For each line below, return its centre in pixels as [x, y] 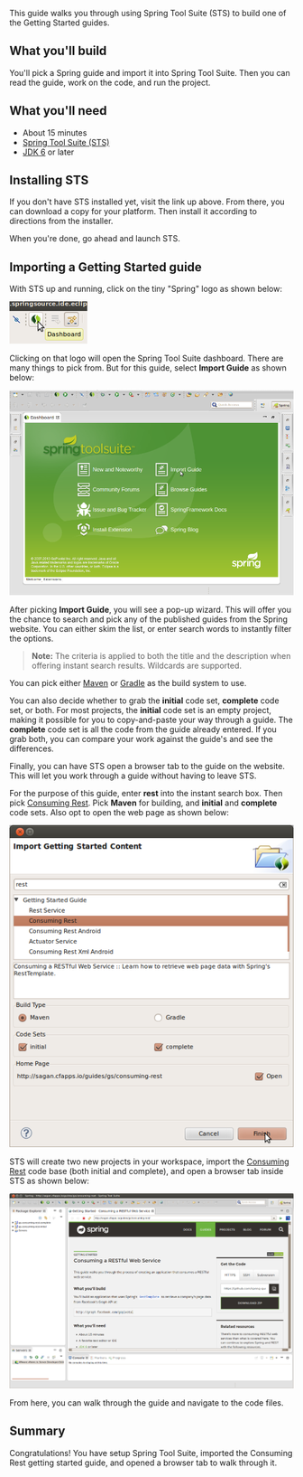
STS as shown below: [50, 1181]
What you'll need [58, 111]
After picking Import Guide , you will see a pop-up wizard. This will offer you [150, 610]
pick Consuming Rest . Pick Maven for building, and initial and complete [143, 803]
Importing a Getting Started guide [106, 267]
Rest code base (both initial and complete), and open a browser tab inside [147, 1171]
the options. [32, 639]
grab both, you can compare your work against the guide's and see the [141, 739]
